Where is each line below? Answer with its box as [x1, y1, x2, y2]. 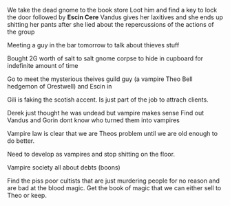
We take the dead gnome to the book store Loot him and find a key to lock [7, 6, 218, 14]
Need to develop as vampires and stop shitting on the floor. [7, 150, 176, 158]
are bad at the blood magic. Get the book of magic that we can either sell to [7, 184, 222, 192]
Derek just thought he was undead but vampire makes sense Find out [7, 109, 205, 117]
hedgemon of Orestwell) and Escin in [7, 82, 112, 90]
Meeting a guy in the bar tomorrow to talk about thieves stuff [7, 41, 180, 49]
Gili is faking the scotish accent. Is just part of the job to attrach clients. [7, 95, 209, 104]
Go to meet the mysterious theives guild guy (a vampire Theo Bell [7, 75, 193, 83]
